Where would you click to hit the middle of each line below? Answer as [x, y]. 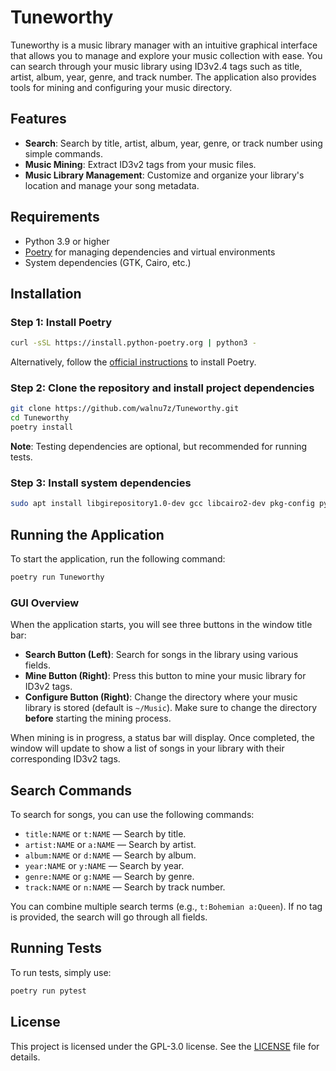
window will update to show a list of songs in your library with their [147, 748]
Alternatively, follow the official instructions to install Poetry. [133, 362]
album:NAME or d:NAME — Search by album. [110, 855]
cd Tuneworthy [40, 418]
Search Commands [71, 790]
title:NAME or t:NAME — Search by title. [105, 834]
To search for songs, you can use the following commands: [132, 815]
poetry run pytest [48, 991]
